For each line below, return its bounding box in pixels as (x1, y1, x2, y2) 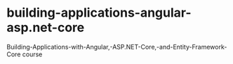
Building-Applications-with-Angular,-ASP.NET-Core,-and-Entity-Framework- (6, 42, 227, 51)
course (22, 50, 43, 58)
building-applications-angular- (6, 5, 192, 21)
